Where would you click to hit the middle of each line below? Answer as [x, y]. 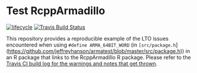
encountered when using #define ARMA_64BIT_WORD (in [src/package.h [91, 45]
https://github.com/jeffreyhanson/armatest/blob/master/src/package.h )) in [99, 51]
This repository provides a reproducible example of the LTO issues [88, 38]
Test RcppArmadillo [56, 11]
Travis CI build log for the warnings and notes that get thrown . [82, 64]
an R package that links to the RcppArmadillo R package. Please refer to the [99, 57]
